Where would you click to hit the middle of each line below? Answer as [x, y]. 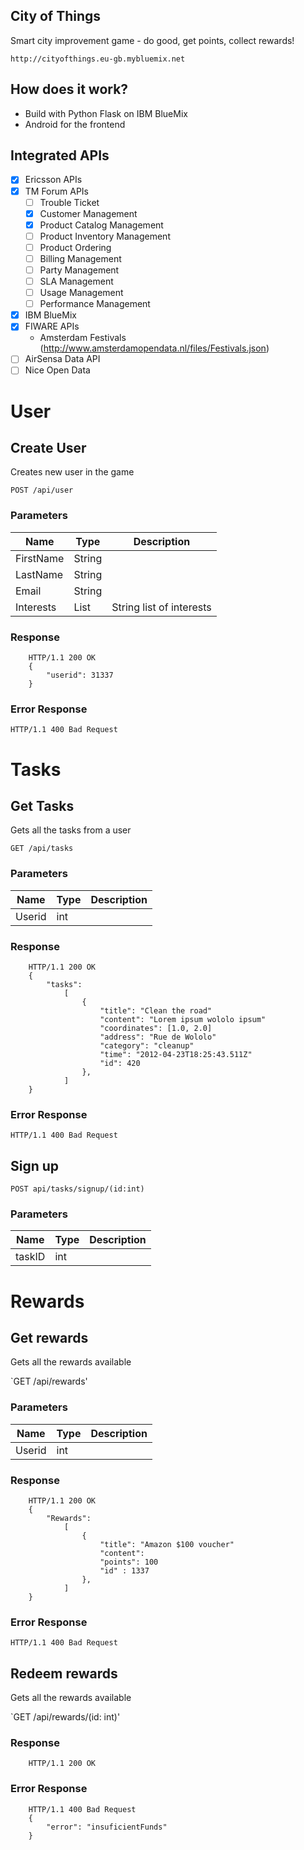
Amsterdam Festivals [83, 338]
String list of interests [161, 607]
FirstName [40, 558]
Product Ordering [75, 247]
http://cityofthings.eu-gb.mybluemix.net [98, 59]
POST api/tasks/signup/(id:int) [77, 1189]
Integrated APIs [60, 155]
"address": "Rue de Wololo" [158, 1037]
